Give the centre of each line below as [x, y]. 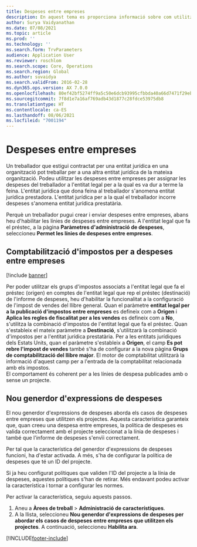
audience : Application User [40, 55]
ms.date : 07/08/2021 [31, 28]
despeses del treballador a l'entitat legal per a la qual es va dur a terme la [95, 185]
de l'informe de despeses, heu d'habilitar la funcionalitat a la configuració [95, 299]
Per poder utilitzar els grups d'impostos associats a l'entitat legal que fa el [95, 286]
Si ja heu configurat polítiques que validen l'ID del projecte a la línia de [91, 472]
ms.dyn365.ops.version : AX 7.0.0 [47, 88]
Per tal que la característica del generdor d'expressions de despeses [89, 449]
